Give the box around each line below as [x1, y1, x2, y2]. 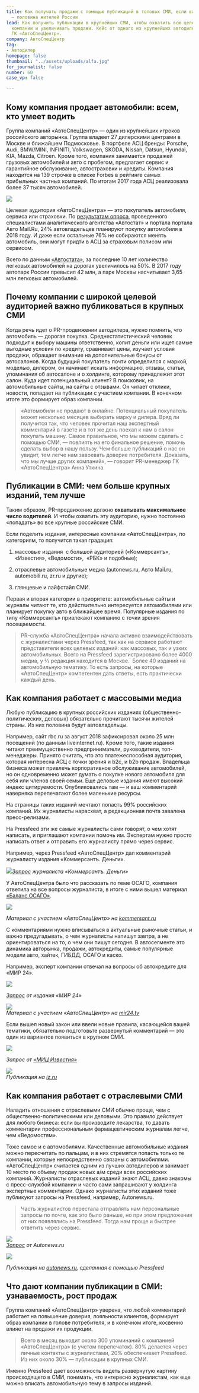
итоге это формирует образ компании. [6, 395, 104, 402]
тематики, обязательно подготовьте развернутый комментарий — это [6, 1027, 185, 1035]
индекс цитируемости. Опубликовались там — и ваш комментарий [6, 783, 177, 791]
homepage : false [6, 53, 46, 59]
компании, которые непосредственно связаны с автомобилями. [6, 1156, 170, 1163]
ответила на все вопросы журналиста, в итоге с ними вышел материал [6, 886, 188, 893]
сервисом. [6, 244, 34, 251]
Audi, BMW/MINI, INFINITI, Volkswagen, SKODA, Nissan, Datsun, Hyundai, [6, 146, 188, 153]
